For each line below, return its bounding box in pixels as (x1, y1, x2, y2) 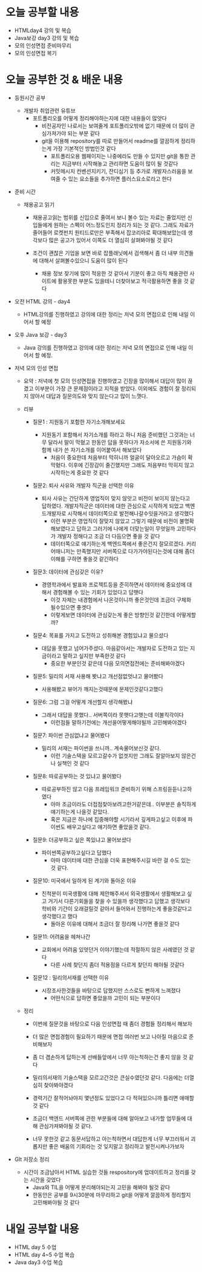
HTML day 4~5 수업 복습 (14, 1251, 75, 1258)
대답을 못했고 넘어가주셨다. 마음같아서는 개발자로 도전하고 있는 (41, 644, 189, 652)
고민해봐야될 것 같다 (32, 1199, 80, 1206)
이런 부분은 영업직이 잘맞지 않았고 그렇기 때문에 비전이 (50, 517, 178, 525)
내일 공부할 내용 (5, 1222, 79, 1236)
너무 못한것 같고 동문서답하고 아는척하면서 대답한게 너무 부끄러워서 (32, 1135, 190, 1142)
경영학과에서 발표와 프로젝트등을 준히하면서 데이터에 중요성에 (41, 581, 186, 588)
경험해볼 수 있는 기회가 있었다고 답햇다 (53, 588, 143, 595)
